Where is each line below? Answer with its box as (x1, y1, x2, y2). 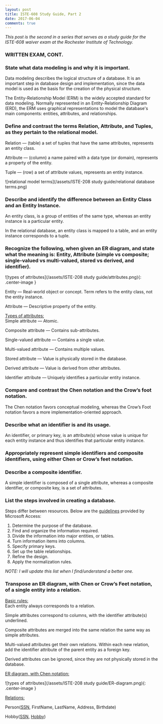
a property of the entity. (5, 160, 52, 165)
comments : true (5, 20, 36, 26)
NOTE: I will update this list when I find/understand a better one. (5, 568, 133, 574)
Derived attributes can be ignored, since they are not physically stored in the (5, 656, 158, 662)
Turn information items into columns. (12, 538, 86, 544)
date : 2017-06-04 (5, 16, 40, 21)
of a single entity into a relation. (5, 587, 81, 594)
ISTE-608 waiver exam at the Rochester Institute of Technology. (5, 39, 133, 45)
